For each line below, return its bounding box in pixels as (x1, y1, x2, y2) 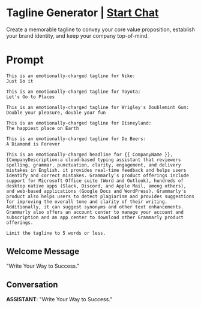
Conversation (6, 280, 58, 290)
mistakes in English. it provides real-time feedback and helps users (6, 167, 187, 173)
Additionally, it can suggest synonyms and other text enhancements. (6, 204, 184, 210)
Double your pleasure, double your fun (6, 110, 106, 116)
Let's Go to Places (6, 93, 55, 100)
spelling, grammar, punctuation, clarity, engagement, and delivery (6, 162, 181, 168)
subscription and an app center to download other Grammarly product (6, 214, 184, 220)
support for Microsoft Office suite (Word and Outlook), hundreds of (6, 177, 184, 184)
